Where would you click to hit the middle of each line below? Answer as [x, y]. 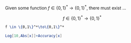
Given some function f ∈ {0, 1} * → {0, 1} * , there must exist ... [65, 8]
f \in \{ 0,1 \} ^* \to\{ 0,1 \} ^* [35, 27]
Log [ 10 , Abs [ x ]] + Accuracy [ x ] [34, 36]
